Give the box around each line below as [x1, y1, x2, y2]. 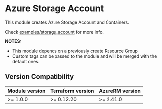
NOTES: [5, 38, 22, 44]
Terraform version [50, 87, 94, 94]
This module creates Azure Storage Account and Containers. [5, 19, 130, 25]
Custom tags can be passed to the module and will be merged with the [12, 53, 157, 59]
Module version [7, 87, 46, 94]
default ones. [12, 58, 40, 64]
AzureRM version [99, 87, 141, 94]
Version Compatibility [5, 73, 74, 81]
